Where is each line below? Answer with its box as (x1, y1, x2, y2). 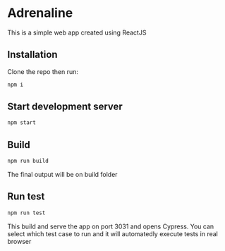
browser (7, 237, 32, 245)
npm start (7, 119, 37, 126)
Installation (7, 49, 58, 61)
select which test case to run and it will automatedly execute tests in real (7, 229, 219, 238)
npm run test (7, 209, 46, 216)
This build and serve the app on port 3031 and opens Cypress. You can (7, 222, 214, 231)
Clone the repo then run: (7, 67, 79, 75)
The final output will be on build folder (7, 171, 118, 178)
